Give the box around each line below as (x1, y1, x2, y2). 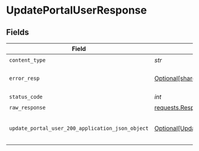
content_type (9, 57, 46, 63)
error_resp (9, 75, 40, 82)
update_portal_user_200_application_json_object (9, 125, 149, 131)
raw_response (9, 104, 46, 111)
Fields (6, 27, 30, 37)
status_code (9, 93, 43, 100)
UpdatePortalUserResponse (6, 4, 147, 17)
